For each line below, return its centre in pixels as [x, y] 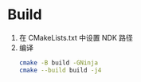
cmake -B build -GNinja [59, 62]
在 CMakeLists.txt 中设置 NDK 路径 [76, 37]
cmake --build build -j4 [60, 70]
